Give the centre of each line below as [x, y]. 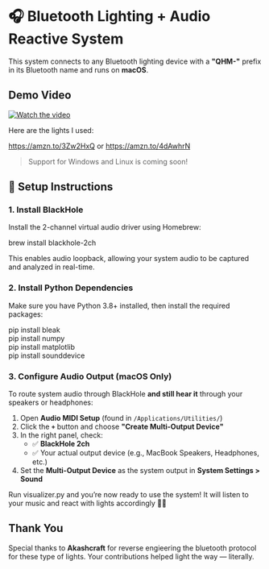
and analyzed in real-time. [52, 267]
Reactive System [66, 39]
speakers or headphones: [51, 403]
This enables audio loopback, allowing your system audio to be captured [129, 259]
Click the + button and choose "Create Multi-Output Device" [122, 427]
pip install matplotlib [41, 347]
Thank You [36, 528]
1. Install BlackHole [46, 210]
